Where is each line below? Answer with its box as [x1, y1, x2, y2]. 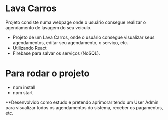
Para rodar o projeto [5, 68, 90, 79]
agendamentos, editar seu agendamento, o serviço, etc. [12, 39, 129, 45]
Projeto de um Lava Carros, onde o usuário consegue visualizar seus [12, 34, 155, 40]
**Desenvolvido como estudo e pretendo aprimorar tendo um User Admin [5, 99, 159, 105]
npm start [12, 89, 33, 95]
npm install [12, 84, 36, 90]
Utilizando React [12, 45, 47, 51]
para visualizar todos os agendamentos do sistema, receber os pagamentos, [5, 104, 163, 110]
